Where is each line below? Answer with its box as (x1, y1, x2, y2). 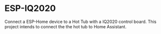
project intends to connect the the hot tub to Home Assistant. (4, 23, 127, 29)
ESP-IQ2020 (4, 3, 56, 14)
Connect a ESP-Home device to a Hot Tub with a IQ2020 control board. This (4, 19, 157, 24)
